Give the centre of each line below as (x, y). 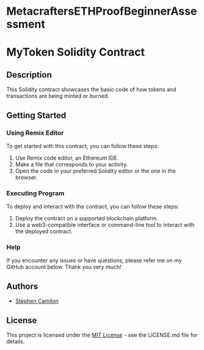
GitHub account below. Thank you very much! (64, 267)
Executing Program (35, 193)
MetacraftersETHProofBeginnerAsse (102, 11)
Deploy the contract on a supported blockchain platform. (86, 218)
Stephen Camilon (37, 301)
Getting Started (36, 115)
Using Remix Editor (35, 133)
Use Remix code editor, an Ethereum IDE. (67, 158)
